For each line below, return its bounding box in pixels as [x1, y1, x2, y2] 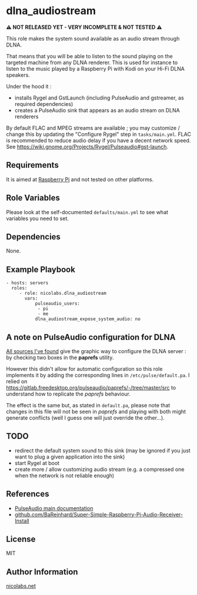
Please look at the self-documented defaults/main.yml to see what [6, 208, 169, 215]
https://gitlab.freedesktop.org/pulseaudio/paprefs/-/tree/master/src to [6, 384, 176, 391]
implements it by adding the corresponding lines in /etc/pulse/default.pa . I [6, 372, 190, 378]
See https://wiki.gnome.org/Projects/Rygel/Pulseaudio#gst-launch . [6, 143, 169, 150]
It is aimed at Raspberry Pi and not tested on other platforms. [6, 175, 154, 183]
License [6, 534, 36, 544]
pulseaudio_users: [35, 301, 81, 307]
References [6, 489, 49, 499]
